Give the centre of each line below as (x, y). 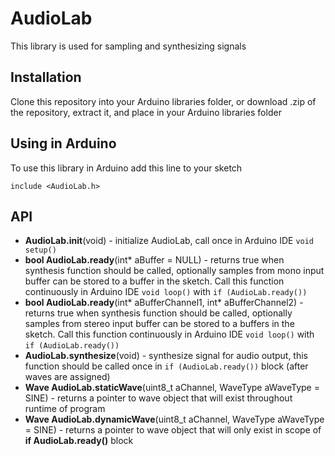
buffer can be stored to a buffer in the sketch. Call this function (154, 281)
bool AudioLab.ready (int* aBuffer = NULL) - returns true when (154, 260)
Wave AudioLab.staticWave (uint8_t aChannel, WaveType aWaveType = (172, 388)
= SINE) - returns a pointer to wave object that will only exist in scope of (173, 430)
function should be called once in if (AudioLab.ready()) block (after (166, 366)
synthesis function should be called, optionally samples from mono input (174, 271)
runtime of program (65, 409)
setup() (40, 250)
